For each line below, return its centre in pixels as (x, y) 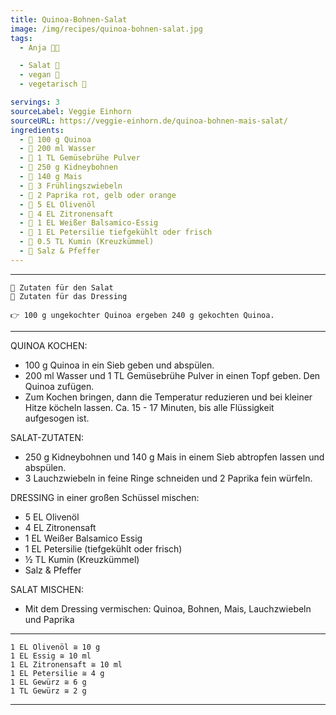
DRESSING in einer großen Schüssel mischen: (105, 497)
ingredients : (37, 130)
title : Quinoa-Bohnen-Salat (69, 19)
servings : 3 (35, 102)
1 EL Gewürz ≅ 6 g (48, 682)
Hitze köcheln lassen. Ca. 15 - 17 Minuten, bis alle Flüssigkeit (149, 407)
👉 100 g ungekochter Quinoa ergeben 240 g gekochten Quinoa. (142, 315)
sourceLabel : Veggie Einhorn (71, 111)
